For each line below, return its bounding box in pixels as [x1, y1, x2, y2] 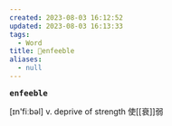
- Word [17, 38, 43, 48]
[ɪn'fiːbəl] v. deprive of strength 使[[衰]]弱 [9, 105, 164, 117]
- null [17, 64, 43, 73]
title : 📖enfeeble [9, 47, 75, 56]
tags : [9, 30, 30, 39]
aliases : [9, 55, 43, 64]
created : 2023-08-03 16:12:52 [9, 13, 124, 22]
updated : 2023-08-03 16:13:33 [9, 22, 124, 31]
